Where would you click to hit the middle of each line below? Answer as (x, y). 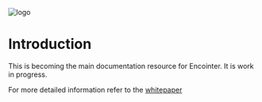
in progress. (28, 74)
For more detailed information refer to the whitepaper (95, 89)
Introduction (50, 44)
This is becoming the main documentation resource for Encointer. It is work (131, 66)
